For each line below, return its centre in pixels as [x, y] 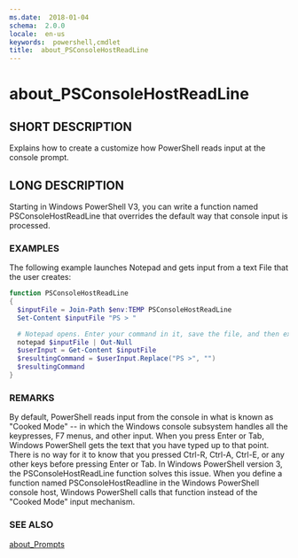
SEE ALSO [31, 525]
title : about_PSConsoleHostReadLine [79, 50]
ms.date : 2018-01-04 [49, 17]
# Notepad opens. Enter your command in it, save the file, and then [148, 334]
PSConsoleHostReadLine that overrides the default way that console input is [149, 216]
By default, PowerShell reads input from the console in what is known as [141, 417]
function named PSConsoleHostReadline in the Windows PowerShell [134, 483]
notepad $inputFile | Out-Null [75, 342]
